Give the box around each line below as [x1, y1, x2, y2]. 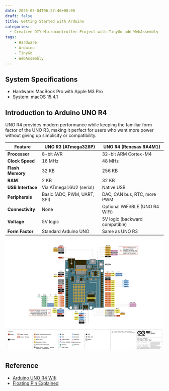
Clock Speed [7, 158, 35, 164]
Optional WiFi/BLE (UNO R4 [102, 204, 159, 210]
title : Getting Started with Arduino [5, 19, 84, 24]
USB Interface [7, 184, 38, 190]
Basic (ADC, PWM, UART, [42, 191, 95, 197]
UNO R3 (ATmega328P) [44, 143, 96, 149]
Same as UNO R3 [102, 228, 138, 234]
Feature [14, 143, 31, 149]
